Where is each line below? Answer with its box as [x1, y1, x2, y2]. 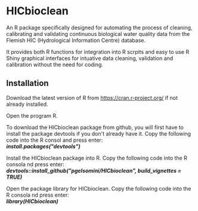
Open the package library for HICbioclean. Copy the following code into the [6, 185, 192, 192]
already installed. [6, 100, 49, 108]
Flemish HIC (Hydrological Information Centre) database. [6, 36, 146, 44]
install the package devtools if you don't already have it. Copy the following [6, 130, 191, 137]
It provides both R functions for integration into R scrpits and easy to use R [6, 48, 190, 55]
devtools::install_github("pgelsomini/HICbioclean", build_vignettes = [6, 167, 182, 174]
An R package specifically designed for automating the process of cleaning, [6, 24, 193, 31]
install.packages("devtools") [6, 142, 81, 150]
